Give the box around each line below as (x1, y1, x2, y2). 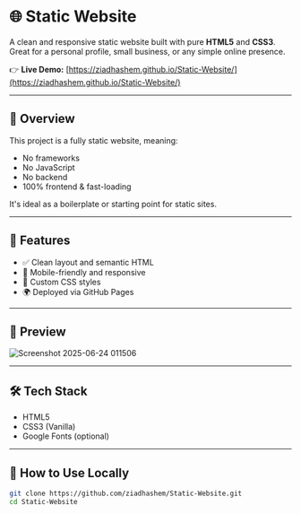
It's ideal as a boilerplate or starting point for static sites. (9, 198, 218, 209)
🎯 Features (9, 233, 71, 248)
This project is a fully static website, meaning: (9, 135, 178, 145)
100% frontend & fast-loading (21, 181, 132, 192)
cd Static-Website (9, 497, 78, 506)
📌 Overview (9, 111, 75, 126)
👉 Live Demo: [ (9, 64, 70, 74)
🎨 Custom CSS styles (21, 276, 101, 287)
